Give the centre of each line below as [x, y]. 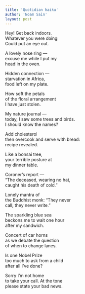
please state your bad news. [34, 286]
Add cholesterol [21, 134]
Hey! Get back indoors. [29, 33]
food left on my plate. [27, 84]
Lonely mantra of [22, 195]
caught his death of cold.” [31, 185]
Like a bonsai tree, [24, 154]
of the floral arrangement [31, 99]
